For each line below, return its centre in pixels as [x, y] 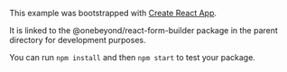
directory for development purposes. [78, 40]
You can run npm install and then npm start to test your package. [132, 57]
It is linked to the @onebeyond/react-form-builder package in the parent [143, 30]
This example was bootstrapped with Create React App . [113, 13]
